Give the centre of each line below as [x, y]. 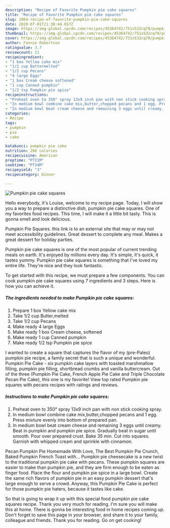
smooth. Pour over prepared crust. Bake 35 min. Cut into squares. [81, 436]
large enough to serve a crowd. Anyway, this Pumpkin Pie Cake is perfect [82, 483]
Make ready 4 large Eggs [39, 327]
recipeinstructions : [27, 95]
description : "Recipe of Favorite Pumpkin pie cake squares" [71, 10]
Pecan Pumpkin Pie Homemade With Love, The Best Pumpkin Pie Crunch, [82, 452]
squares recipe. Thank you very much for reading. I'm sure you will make [81, 504]
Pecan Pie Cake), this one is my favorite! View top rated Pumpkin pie [77, 380]
